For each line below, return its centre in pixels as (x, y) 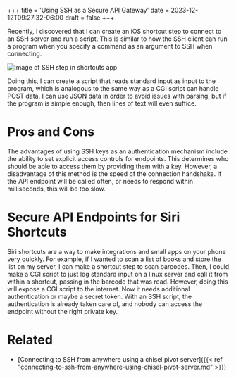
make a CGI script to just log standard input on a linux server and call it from (118, 274)
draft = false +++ (90, 18)
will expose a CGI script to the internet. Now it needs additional (99, 289)
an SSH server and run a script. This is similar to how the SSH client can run (117, 39)
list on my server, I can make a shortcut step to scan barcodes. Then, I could (118, 266)
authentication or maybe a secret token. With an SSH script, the (100, 296)
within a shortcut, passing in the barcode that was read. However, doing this (118, 282)
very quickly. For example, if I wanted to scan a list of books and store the (114, 259)
